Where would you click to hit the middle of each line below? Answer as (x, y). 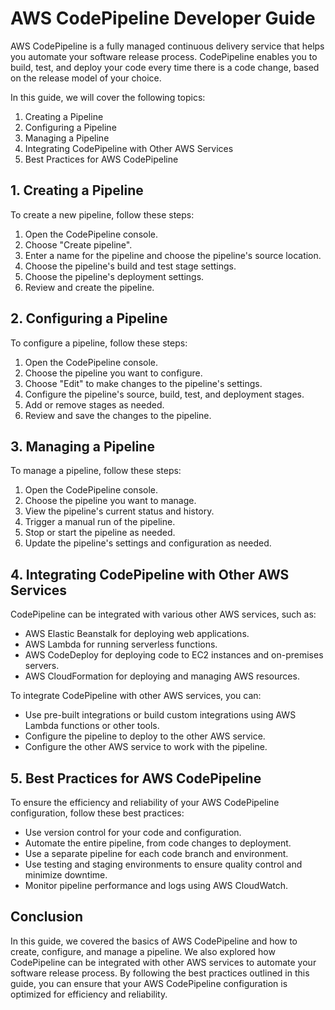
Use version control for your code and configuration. (133, 832)
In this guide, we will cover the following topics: (108, 97)
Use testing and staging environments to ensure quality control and (163, 864)
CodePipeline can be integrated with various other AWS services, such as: (163, 614)
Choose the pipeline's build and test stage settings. (130, 266)
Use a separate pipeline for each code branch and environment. (156, 853)
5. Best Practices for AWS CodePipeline (136, 778)
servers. (42, 666)
